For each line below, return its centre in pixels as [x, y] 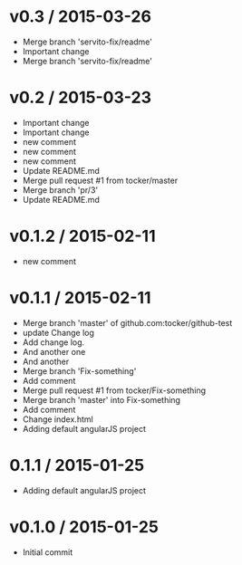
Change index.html [58, 419]
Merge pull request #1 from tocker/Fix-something [114, 390]
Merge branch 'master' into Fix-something [102, 399]
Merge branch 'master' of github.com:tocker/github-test [127, 322]
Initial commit [48, 552]
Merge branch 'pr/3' [60, 190]
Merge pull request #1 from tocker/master [100, 180]
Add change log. [53, 342]
